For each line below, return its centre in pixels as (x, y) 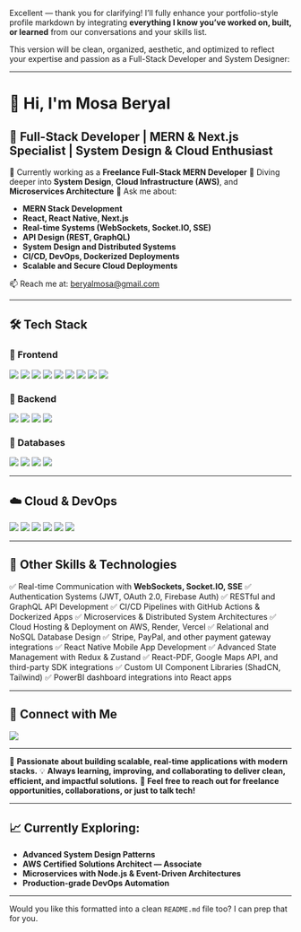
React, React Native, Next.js (75, 218)
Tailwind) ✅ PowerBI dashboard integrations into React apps (120, 677)
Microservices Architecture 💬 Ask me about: (93, 191)
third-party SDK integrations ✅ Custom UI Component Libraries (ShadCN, (145, 666)
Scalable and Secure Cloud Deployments (100, 266)
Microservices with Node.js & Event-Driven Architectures (132, 873)
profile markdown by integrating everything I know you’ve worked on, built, (150, 22)
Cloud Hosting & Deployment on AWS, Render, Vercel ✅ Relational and (139, 626)
